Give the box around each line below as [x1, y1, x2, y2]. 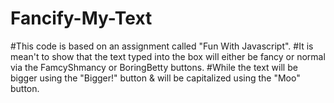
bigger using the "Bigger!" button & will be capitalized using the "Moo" [10, 72, 301, 84]
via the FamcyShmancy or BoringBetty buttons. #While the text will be [10, 61, 298, 73]
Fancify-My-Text [10, 7, 153, 30]
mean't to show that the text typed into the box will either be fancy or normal [10, 50, 326, 62]
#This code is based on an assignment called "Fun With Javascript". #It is [10, 40, 314, 52]
